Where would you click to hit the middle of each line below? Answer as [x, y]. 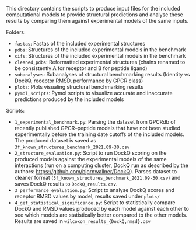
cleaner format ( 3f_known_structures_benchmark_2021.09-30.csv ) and [97, 178]
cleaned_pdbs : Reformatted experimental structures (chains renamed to [100, 62]
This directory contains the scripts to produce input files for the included [93, 8]
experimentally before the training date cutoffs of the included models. [99, 134]
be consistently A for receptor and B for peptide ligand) [81, 68]
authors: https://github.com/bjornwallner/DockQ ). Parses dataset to [96, 171]
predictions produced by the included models [69, 99]
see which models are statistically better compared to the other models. [101, 215]
